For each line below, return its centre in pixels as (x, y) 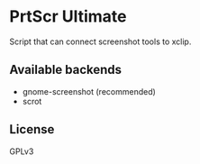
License (32, 129)
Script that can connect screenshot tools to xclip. (100, 41)
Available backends (66, 70)
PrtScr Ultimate (68, 17)
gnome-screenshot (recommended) (89, 91)
